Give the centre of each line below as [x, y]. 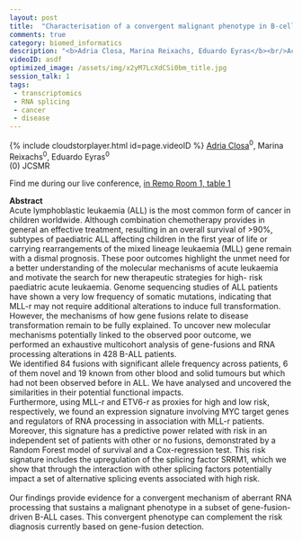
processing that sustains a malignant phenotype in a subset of [124, 508]
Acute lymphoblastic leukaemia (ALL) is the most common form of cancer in [150, 211]
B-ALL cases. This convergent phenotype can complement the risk [159, 517]
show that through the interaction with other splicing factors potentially [141, 469]
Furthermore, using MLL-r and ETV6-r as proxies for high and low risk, [139, 402]
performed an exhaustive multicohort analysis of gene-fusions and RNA [142, 344]
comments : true [38, 34]
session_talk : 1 [40, 77]
